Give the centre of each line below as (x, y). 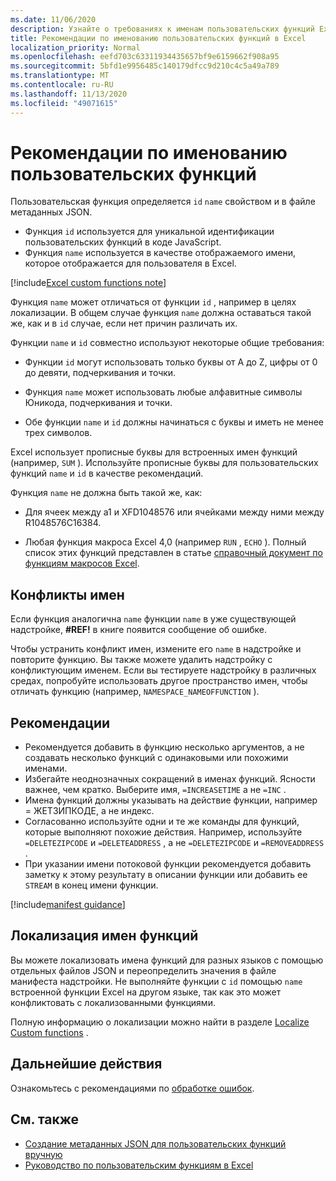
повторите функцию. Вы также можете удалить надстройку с (141, 660)
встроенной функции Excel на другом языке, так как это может (146, 992)
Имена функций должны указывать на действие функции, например (171, 800)
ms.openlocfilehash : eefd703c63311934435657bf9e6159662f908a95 (145, 57)
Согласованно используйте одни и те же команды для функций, (162, 822)
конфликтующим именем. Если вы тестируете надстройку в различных (163, 670)
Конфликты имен (67, 594)
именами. (46, 768)
